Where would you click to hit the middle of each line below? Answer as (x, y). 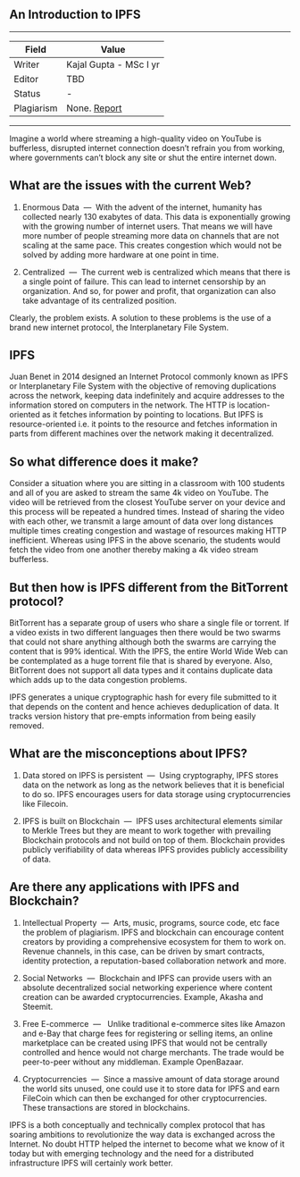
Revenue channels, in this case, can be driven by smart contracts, (143, 951)
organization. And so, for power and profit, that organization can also (149, 290)
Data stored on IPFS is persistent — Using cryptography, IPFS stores (150, 775)
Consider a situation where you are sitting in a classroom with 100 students (147, 483)
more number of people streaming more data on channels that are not (150, 235)
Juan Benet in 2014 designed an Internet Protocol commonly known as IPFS (149, 377)
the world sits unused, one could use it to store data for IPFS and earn (151, 1089)
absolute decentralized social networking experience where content (147, 988)
